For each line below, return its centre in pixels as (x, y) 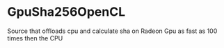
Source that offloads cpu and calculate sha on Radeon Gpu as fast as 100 (112, 31)
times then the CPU (35, 38)
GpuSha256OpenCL (66, 12)
